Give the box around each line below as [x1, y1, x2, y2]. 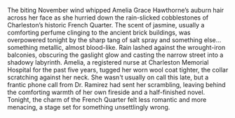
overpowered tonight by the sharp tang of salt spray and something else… [7, 36, 222, 44]
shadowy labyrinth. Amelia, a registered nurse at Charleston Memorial [7, 58, 209, 66]
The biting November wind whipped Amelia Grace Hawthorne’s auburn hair [7, 6, 224, 14]
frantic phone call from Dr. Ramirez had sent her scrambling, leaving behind [7, 81, 226, 88]
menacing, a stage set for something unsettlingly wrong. [7, 103, 170, 111]
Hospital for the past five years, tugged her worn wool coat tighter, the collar [7, 66, 229, 74]
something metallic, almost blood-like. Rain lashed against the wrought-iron [7, 44, 226, 51]
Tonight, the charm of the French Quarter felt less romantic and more [7, 96, 207, 104]
